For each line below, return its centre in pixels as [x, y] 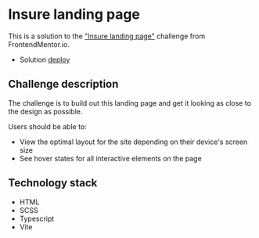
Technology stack [53, 183]
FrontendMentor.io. [39, 44]
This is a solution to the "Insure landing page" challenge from [107, 36]
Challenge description [63, 84]
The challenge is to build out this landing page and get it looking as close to [130, 103]
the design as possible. [45, 111]
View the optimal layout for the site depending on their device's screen [133, 142]
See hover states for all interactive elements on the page [110, 158]
